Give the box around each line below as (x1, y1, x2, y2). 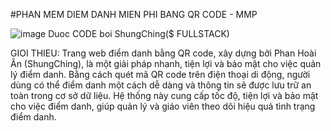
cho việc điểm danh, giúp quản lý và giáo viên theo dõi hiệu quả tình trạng (10, 100, 316, 112)
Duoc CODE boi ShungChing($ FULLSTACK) (48, 28, 230, 39)
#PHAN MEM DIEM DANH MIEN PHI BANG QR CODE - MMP (10, 9, 258, 20)
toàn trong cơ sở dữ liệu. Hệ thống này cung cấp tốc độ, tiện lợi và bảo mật (10, 90, 319, 101)
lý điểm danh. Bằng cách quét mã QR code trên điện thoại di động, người (10, 69, 311, 80)
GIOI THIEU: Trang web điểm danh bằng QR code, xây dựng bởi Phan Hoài (10, 47, 317, 59)
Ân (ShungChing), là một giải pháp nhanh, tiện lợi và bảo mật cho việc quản (10, 58, 322, 69)
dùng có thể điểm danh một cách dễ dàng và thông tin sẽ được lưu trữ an (10, 79, 312, 91)
